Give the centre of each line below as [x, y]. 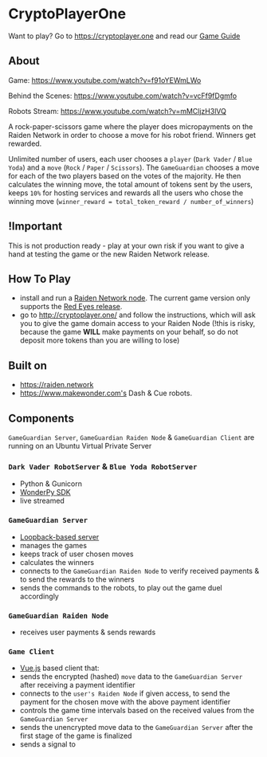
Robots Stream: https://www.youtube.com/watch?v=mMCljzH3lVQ [118, 111]
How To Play [40, 278]
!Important [35, 227]
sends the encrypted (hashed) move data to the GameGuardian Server [131, 677]
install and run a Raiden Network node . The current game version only [135, 298]
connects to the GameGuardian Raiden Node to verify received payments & [139, 571]
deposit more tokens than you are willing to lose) [100, 340]
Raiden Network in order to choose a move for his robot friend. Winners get [132, 135]
